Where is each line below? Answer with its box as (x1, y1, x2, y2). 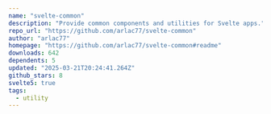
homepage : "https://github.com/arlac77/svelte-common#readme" (8, 42, 222, 50)
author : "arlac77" (8, 34, 70, 43)
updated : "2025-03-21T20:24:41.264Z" (8, 64, 135, 72)
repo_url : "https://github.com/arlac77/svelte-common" (8, 26, 197, 35)
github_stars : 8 (8, 71, 63, 79)
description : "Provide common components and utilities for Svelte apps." (8, 19, 265, 27)
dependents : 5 (8, 57, 56, 65)
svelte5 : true (8, 79, 56, 87)
